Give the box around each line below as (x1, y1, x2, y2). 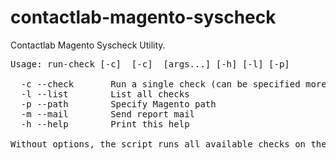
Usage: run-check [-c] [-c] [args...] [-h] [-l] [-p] (10, 58, 290, 70)
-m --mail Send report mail (20, 108, 196, 120)
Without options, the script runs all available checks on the (10, 138, 327, 150)
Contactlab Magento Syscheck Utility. (10, 39, 166, 51)
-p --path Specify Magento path (20, 98, 217, 110)
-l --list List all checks (20, 88, 190, 100)
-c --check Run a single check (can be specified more (20, 78, 327, 90)
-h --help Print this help (20, 118, 190, 130)
